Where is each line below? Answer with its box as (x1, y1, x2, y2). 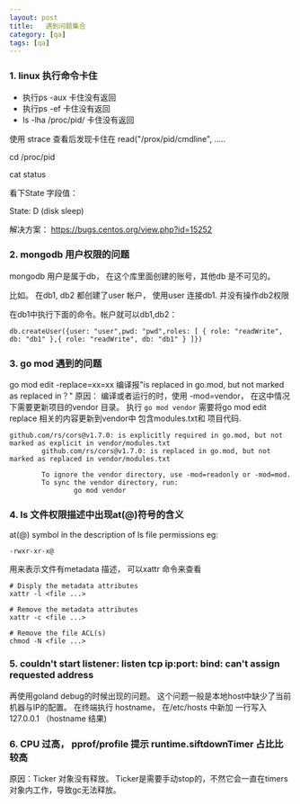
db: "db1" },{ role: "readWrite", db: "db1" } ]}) (9, 335, 203, 344)
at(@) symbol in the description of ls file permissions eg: (9, 530, 218, 540)
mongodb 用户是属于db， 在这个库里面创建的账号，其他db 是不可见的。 (9, 271, 276, 281)
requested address (9, 669, 94, 682)
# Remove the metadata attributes (9, 605, 139, 614)
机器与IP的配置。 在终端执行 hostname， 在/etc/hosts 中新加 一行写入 (9, 701, 268, 712)
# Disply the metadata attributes (9, 582, 139, 591)
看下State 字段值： (9, 187, 79, 198)
